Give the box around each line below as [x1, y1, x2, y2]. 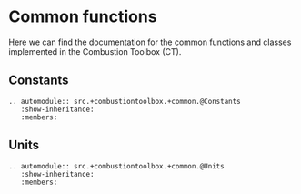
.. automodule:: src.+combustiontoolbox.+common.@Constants [8, 97, 242, 106]
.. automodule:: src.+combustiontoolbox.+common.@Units [8, 161, 225, 170]
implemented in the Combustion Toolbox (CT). [8, 46, 182, 56]
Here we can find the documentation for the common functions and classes [8, 36, 292, 47]
